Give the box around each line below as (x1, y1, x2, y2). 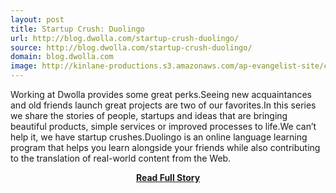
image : (10, 61, 38, 71)
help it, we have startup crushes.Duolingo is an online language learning (10, 131, 308, 143)
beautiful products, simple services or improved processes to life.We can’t (10, 121, 317, 132)
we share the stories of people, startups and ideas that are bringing (10, 110, 288, 121)
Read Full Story (135, 172, 201, 183)
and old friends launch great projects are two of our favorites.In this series (10, 99, 317, 111)
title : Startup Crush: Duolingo (10, 24, 145, 34)
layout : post (10, 14, 65, 25)
